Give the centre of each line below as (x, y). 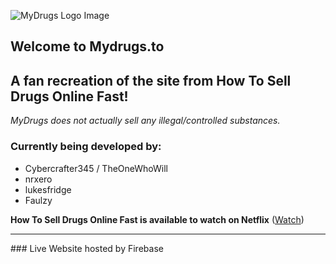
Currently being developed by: (86, 147)
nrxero (38, 179)
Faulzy (38, 200)
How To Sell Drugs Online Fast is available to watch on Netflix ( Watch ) (157, 219)
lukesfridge (48, 189)
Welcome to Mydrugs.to (87, 46)
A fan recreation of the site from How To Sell (151, 80)
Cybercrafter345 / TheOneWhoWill (96, 168)
